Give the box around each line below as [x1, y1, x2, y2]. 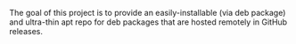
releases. [9, 26, 43, 36]
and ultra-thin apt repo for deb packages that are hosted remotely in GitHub [9, 17, 288, 27]
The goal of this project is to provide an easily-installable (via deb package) [9, 8, 286, 18]
